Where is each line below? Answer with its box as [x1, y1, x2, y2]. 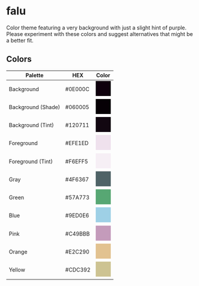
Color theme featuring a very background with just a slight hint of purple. [6, 24, 187, 31]
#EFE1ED [65, 140, 89, 147]
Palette [25, 72, 44, 79]
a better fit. [6, 37, 34, 44]
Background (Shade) [8, 103, 61, 110]
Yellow [8, 266, 25, 273]
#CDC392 [65, 266, 91, 273]
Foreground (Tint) [8, 158, 53, 165]
